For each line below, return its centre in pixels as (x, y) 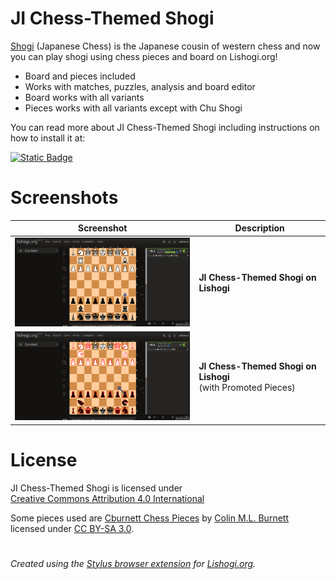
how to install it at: (48, 138)
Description (259, 228)
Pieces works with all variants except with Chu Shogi (133, 108)
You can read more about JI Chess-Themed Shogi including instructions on (165, 127)
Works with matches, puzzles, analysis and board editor (140, 86)
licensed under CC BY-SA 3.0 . (72, 528)
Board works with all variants (84, 97)
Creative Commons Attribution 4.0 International (107, 498)
